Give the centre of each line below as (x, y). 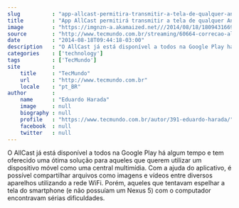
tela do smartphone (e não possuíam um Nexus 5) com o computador (109, 191)
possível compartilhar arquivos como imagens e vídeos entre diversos (110, 175)
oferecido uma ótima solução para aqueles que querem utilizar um (105, 160)
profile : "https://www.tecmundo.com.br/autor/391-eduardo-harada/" (127, 119)
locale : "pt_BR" (51, 87)
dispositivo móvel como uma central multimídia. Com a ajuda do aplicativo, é (119, 168)
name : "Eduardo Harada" (65, 100)
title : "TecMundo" (55, 73)
